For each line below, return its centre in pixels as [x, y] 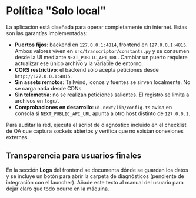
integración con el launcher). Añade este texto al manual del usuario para [95, 182]
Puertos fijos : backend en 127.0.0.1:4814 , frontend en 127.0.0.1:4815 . [101, 45]
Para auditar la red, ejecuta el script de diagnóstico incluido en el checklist [96, 125]
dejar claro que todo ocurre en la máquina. [58, 189]
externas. [18, 137]
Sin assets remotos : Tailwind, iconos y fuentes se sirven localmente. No [102, 82]
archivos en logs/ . [37, 100]
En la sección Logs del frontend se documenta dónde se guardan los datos [97, 170]
